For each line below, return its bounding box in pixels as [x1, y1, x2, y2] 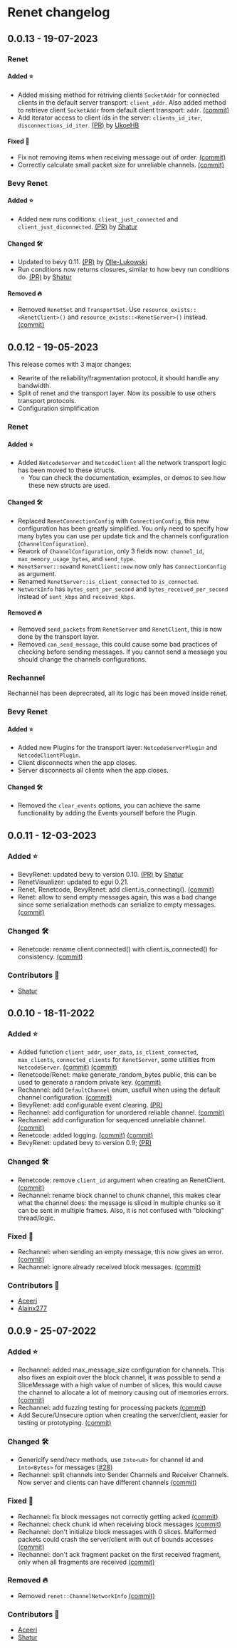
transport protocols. [17, 397, 77, 405]
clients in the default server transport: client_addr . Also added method [17, 98, 226, 107]
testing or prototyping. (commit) [17, 1418, 112, 1427]
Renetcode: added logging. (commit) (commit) [17, 1131, 154, 1139]
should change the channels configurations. [17, 654, 147, 663]
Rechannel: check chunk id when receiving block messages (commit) [17, 1520, 222, 1528]
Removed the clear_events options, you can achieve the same [17, 801, 201, 810]
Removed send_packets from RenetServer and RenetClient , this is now [17, 625, 223, 633]
